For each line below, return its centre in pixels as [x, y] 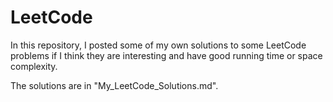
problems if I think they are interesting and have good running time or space [166, 55]
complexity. [34, 66]
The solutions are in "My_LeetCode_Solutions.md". [114, 85]
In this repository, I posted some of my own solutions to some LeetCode [158, 45]
